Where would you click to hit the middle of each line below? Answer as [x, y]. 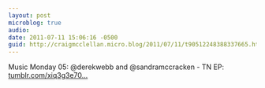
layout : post [30, 15]
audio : [19, 30]
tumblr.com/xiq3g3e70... [48, 75]
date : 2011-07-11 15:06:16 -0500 [63, 37]
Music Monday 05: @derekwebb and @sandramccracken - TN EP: [116, 67]
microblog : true [35, 23]
